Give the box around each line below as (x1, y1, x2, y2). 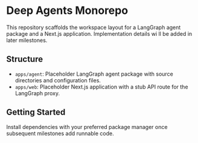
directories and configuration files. (14, 76, 101, 84)
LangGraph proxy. (14, 89, 60, 97)
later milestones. (6, 36, 48, 44)
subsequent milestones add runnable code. (6, 130, 114, 137)
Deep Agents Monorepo (6, 4, 129, 18)
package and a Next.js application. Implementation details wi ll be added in (6, 30, 193, 37)
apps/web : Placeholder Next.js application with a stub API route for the (14, 83, 188, 90)
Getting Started (6, 107, 66, 118)
